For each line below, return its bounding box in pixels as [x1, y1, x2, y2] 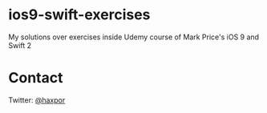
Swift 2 [8, 40, 32, 50]
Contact [8, 69, 63, 87]
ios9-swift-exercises [8, 6, 151, 24]
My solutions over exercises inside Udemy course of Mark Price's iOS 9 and [8, 32, 259, 42]
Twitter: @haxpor [8, 95, 66, 105]
